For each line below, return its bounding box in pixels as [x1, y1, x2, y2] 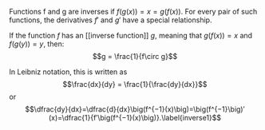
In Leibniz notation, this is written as [9, 67, 128, 77]
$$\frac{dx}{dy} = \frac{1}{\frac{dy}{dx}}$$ [62, 80, 208, 89]
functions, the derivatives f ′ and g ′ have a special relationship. [9, 15, 212, 25]
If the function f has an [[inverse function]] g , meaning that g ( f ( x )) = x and [9, 31, 253, 40]
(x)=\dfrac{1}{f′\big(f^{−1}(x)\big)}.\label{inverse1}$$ [48, 113, 222, 122]
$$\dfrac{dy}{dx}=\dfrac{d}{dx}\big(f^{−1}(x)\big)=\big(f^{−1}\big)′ [24, 104, 246, 114]
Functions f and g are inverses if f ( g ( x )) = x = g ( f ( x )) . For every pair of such [9, 7, 258, 16]
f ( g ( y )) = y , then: [9, 39, 65, 49]
